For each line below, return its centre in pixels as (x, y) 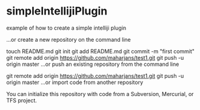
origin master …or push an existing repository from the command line (93, 64)
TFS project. (22, 100)
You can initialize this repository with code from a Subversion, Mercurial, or (100, 94)
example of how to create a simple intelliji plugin (66, 28)
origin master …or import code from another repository (75, 82)
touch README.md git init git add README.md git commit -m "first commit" (101, 51)
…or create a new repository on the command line (69, 39)
